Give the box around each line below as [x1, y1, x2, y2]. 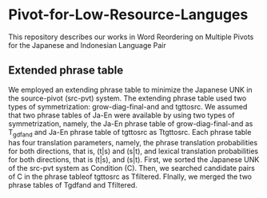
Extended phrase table [8, 64, 124, 77]
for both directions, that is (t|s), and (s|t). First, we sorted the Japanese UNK [8, 154, 260, 164]
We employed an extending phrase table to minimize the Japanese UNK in [8, 85, 253, 94]
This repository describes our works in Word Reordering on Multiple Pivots [8, 32, 254, 42]
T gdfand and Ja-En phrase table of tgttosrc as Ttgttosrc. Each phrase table [8, 127, 252, 139]
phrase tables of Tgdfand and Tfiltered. [8, 180, 137, 189]
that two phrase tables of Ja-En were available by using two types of [8, 110, 235, 120]
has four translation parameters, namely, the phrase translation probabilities [8, 137, 258, 147]
